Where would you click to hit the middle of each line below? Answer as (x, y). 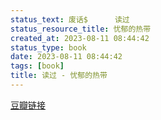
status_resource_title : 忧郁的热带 (81, 29)
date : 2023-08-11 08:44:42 (66, 57)
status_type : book (48, 47)
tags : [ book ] (37, 66)
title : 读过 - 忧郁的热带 (59, 76)
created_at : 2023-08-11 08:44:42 (80, 38)
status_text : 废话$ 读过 (70, 19)
